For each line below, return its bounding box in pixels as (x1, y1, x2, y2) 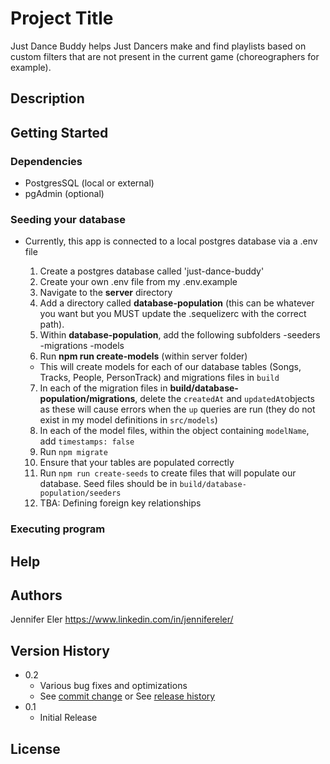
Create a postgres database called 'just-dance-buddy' (39, 265, 265, 277)
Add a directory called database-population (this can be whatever (39, 297, 315, 309)
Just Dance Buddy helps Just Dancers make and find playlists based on (10, 40, 307, 52)
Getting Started (10, 124, 109, 141)
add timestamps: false (39, 435, 135, 447)
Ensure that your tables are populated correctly (39, 457, 235, 469)
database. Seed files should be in (39, 478, 178, 490)
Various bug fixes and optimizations (39, 680, 188, 692)
